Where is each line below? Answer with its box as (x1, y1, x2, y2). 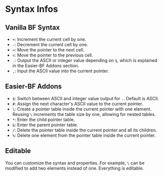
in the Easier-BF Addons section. (12, 63, 80, 68)
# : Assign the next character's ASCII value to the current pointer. (12, 101, 143, 107)
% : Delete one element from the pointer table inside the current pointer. (12, 132, 156, 138)
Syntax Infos (5, 3, 58, 15)
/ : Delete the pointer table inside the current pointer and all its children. (12, 127, 157, 133)
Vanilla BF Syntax (5, 23, 60, 32)
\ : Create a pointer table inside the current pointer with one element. (12, 106, 152, 112)
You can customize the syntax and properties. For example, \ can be (5, 160, 145, 166)
